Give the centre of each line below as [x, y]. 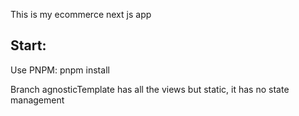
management [37, 100]
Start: [28, 45]
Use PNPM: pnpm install [60, 70]
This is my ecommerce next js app [81, 14]
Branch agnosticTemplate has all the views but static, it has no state [150, 89]
